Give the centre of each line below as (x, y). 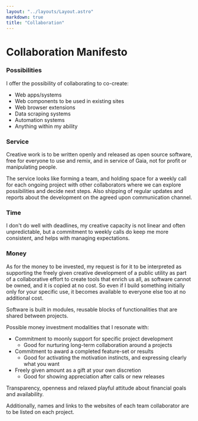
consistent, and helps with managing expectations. (68, 238)
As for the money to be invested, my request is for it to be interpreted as (94, 266)
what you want (42, 364)
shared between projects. (37, 316)
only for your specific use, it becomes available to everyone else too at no (96, 291)
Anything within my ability (46, 126)
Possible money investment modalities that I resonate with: (78, 327)
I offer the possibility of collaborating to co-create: (67, 83)
